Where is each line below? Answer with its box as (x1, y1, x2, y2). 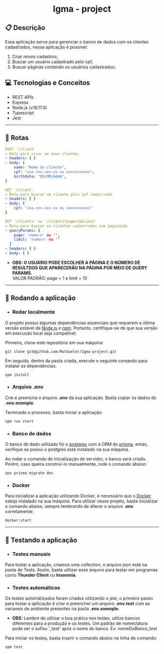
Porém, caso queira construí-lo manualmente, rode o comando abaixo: (5, 461, 147, 467)
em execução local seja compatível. (5, 330, 77, 336)
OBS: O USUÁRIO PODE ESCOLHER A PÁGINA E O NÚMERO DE (12, 259, 141, 265)
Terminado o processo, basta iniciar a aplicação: (5, 409, 103, 415)
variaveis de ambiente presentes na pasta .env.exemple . (5, 606, 120, 612)
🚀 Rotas (5, 134, 29, 142)
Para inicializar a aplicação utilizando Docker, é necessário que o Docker (5, 493, 151, 499)
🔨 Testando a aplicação (5, 536, 77, 544)
